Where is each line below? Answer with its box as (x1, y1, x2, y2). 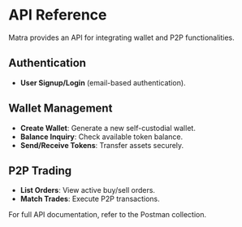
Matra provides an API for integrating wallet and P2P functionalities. (8, 33, 236, 42)
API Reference (8, 6, 107, 24)
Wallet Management (8, 102, 113, 116)
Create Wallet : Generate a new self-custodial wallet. (19, 123, 197, 133)
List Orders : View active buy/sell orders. (19, 186, 156, 195)
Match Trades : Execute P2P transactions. (19, 194, 160, 204)
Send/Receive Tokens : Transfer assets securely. (19, 140, 184, 150)
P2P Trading (8, 164, 71, 177)
